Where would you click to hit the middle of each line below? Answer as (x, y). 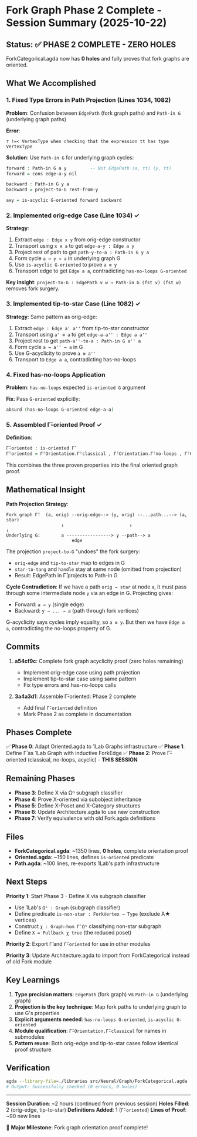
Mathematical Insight (46, 490)
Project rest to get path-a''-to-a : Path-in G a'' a (78, 340)
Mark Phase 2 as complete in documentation (77, 714)
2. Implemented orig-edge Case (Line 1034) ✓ (73, 215)
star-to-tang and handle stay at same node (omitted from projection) (98, 569)
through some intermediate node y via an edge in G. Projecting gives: (89, 593)
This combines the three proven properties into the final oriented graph (92, 465)
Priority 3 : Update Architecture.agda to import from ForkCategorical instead (98, 955)
